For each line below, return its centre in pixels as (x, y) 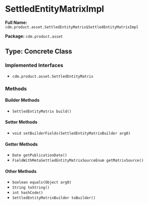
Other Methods (21, 171)
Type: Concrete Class (39, 51)
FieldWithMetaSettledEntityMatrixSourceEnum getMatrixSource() (78, 161)
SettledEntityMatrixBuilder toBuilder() (54, 198)
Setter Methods (21, 122)
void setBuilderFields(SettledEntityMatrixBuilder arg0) (71, 133)
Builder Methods (22, 100)
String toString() (31, 188)
